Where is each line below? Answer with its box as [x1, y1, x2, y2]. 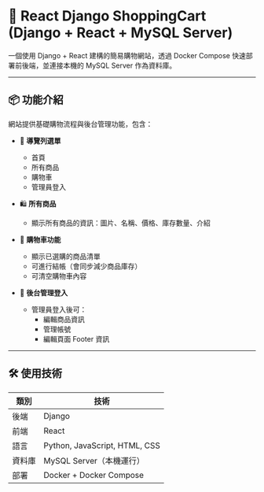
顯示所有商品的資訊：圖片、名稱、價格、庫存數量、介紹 [31, 218, 211, 228]
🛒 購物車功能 [19, 235, 61, 244]
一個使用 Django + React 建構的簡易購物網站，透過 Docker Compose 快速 [8, 50, 246, 60]
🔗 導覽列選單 [19, 135, 61, 145]
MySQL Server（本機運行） [43, 455, 145, 466]
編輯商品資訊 [42, 314, 85, 324]
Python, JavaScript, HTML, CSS [43, 440, 161, 451]
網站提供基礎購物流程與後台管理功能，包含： [8, 119, 153, 128]
